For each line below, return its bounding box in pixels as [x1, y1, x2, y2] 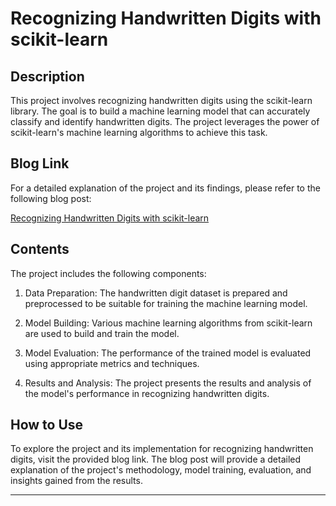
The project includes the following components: [10, 267, 207, 279]
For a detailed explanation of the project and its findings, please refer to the [10, 182, 321, 194]
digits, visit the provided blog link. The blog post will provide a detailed [10, 453, 302, 466]
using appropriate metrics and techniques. [24, 357, 200, 369]
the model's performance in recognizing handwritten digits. [24, 387, 270, 399]
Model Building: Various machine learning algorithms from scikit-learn [24, 317, 313, 329]
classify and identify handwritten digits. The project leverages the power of [10, 116, 320, 127]
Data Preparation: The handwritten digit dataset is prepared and [24, 287, 288, 299]
